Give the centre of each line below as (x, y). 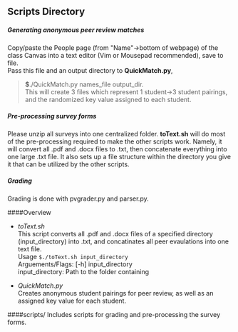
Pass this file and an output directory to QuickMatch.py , (90, 71)
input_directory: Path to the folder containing (83, 272)
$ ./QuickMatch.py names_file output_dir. (84, 84)
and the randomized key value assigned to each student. (108, 100)
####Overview (30, 213)
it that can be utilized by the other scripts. (68, 164)
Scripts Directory (46, 12)
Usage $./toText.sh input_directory (73, 257)
